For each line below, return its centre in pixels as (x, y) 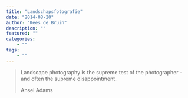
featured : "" (22, 34)
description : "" (26, 28)
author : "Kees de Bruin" (37, 22)
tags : (13, 50)
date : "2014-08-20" (30, 17)
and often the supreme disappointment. (68, 79)
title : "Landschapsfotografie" (44, 12)
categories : (21, 39)
